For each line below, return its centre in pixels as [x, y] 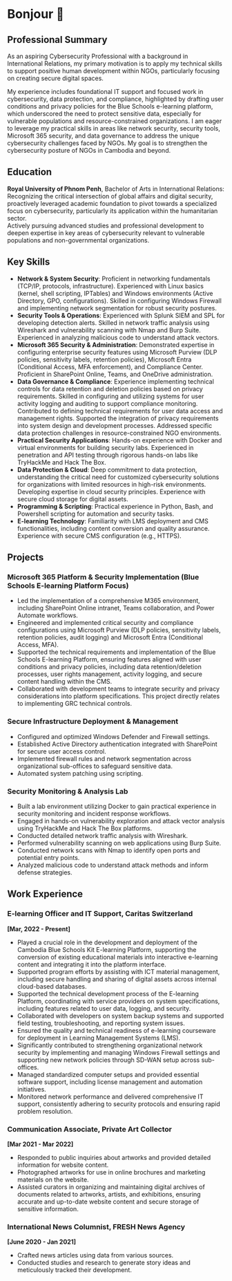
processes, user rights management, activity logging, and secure [109, 674]
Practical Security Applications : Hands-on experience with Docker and [119, 440]
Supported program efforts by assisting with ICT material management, [118, 971]
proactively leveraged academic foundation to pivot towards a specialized [112, 203]
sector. [17, 218]
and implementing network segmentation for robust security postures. [117, 308]
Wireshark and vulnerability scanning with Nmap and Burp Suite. [109, 330]
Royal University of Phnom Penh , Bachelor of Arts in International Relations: [116, 189]
